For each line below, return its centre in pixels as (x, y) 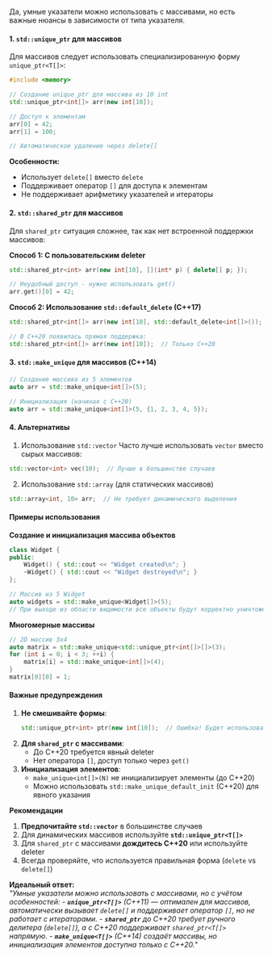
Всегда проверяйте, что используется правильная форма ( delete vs (138, 860)
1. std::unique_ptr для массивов (65, 39)
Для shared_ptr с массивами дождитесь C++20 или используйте (134, 843)
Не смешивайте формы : (64, 713)
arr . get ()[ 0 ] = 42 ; (42, 292)
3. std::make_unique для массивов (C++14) (83, 362)
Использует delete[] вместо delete (82, 178)
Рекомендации (36, 810)
